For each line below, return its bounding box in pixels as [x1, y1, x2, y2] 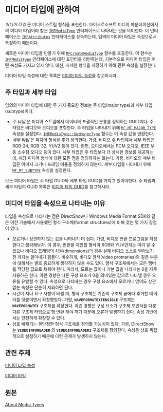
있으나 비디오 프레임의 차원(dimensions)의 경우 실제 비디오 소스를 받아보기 [12, 248, 154, 254]
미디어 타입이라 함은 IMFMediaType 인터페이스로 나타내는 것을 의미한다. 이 [10, 27, 149, 33]
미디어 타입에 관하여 [5, 4, 80, 16]
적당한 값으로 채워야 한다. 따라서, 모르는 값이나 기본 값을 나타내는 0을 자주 [17, 266, 158, 272]
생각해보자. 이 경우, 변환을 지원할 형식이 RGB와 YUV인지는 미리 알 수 [25, 242, 156, 247]
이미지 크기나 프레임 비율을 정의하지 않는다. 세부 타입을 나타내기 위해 [21, 161, 151, 167]
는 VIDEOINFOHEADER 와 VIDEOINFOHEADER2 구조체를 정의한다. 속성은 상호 [12, 327, 148, 333]
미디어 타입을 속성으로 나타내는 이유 [5, 199, 106, 207]
